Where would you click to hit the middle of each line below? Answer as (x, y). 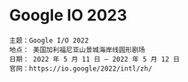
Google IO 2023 (68, 15)
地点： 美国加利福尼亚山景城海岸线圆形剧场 (77, 49)
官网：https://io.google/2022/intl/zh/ (81, 68)
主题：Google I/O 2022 (49, 41)
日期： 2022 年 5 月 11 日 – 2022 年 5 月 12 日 (94, 59)
